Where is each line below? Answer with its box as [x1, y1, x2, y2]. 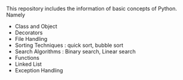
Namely [6, 11, 26, 18]
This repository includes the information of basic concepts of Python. [6, 5, 178, 12]
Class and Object [14, 23, 58, 30]
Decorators [14, 29, 43, 36]
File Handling [14, 36, 48, 42]
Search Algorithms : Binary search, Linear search [14, 48, 136, 55]
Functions [14, 55, 40, 61]
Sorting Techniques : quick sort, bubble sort [14, 41, 124, 49]
